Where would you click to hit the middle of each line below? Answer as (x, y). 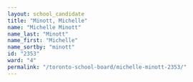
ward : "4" (22, 61)
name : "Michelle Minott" (44, 27)
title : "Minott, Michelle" (48, 21)
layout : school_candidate (46, 14)
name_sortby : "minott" (41, 47)
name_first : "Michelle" (43, 41)
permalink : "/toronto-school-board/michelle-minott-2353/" (97, 67)
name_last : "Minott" (38, 34)
